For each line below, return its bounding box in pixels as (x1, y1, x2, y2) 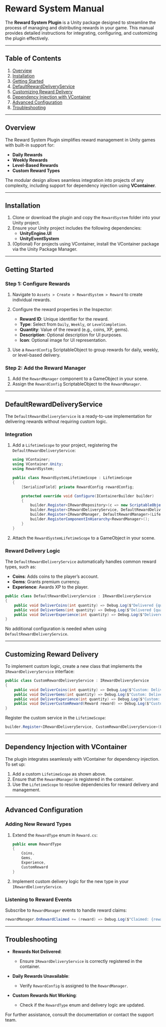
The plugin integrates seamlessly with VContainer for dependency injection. (5, 756, 160, 762)
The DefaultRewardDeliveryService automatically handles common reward (5, 558, 157, 564)
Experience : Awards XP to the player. (12, 584, 89, 590)
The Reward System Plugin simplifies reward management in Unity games (5, 137, 156, 143)
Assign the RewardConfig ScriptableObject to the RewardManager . (12, 381, 142, 387)
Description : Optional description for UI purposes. (19, 332, 123, 338)
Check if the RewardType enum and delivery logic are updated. (19, 1002, 145, 1008)
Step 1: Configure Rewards (5, 280, 70, 287)
